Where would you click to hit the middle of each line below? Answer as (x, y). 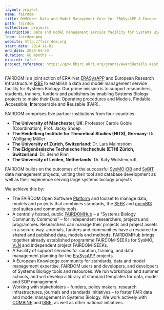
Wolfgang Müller (29, 139)
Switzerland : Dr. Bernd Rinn (41, 154)
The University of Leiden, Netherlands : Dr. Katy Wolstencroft (74, 160)
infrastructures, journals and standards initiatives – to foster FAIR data (82, 292)
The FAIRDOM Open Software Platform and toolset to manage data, (80, 198)
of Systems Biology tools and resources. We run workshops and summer (85, 271)
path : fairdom (20, 23)
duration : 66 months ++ (29, 55)
